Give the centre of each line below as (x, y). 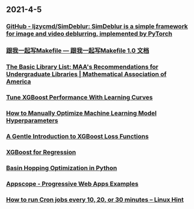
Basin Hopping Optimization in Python (62, 168)
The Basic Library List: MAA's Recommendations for (82, 67)
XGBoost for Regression (41, 152)
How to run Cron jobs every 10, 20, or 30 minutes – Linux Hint (95, 200)
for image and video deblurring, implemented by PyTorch (89, 34)
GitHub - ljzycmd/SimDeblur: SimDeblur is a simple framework (97, 26)
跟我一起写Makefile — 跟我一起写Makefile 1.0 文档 (78, 51)
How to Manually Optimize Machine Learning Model (81, 113)
